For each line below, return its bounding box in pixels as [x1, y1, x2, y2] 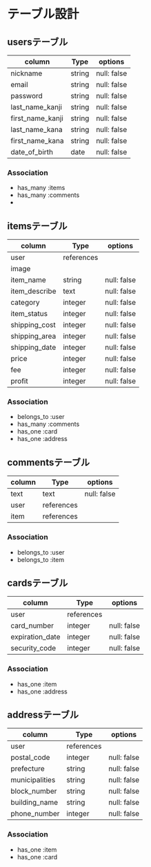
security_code [10, 644, 57, 653]
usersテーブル [7, 36, 68, 48]
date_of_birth [10, 147, 54, 156]
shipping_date [10, 343, 57, 353]
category [10, 298, 40, 308]
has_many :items [17, 184, 66, 192]
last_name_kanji [10, 102, 62, 111]
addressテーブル [7, 709, 79, 721]
